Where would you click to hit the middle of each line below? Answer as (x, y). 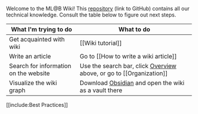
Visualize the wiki (33, 83)
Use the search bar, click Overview (128, 66)
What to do (134, 29)
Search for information (40, 66)
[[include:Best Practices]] (37, 105)
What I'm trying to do (42, 29)
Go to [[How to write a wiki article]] (128, 56)
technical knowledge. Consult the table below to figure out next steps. (91, 15)
